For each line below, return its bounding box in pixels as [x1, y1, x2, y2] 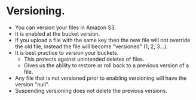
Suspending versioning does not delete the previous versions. [14, 87, 167, 94]
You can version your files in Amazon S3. [14, 24, 117, 31]
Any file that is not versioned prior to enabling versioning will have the [14, 74, 187, 82]
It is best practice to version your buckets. [14, 49, 119, 56]
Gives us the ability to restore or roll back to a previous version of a [23, 61, 189, 69]
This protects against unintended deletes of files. [23, 55, 145, 62]
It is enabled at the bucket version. [14, 30, 100, 37]
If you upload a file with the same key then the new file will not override [14, 36, 191, 43]
